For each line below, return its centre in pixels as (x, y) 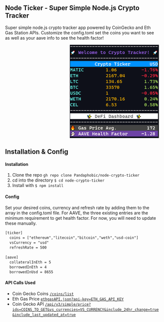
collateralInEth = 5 (30, 262)
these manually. (21, 223)
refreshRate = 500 (28, 247)
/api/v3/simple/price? (68, 304)
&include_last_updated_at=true (44, 315)
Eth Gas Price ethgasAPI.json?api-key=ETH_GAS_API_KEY (68, 299)
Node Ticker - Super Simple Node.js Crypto (72, 8)
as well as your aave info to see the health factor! (54, 38)
